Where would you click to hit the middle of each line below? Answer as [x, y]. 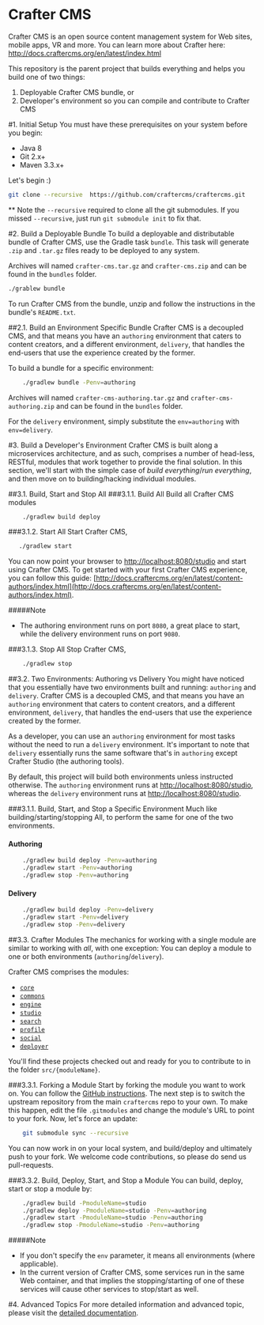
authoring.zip [32, 406]
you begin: [26, 133]
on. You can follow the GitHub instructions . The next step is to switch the [127, 1093]
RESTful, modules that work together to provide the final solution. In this [125, 462]
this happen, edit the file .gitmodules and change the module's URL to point [131, 1110]
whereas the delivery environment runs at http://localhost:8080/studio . [125, 794]
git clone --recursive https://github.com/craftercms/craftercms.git [127, 194]
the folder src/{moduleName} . [55, 1070]
